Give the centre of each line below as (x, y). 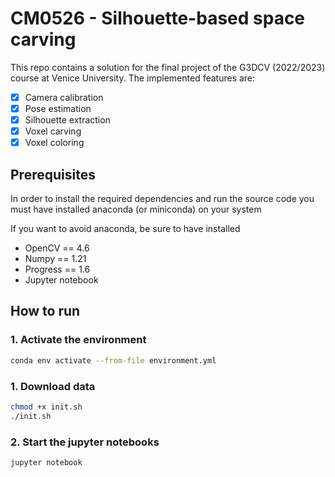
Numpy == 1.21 (55, 259)
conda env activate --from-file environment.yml (113, 360)
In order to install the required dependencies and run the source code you (162, 199)
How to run (45, 311)
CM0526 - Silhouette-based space (158, 18)
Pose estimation (58, 108)
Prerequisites (53, 174)
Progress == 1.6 (57, 269)
